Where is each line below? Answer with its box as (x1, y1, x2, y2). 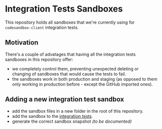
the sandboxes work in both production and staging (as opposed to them (12, 76, 158, 82)
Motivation (5, 39, 39, 47)
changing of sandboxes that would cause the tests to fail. (12, 71, 126, 77)
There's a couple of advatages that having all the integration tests (5, 51, 136, 57)
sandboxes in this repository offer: (5, 57, 74, 62)
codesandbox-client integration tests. (5, 24, 79, 30)
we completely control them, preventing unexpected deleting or (12, 66, 139, 72)
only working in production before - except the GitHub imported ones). (12, 81, 153, 87)
